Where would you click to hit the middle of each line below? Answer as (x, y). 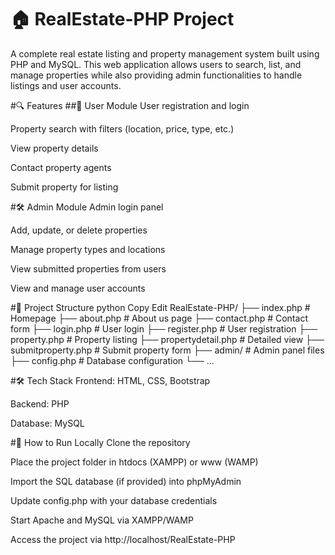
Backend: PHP (40, 403)
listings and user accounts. (66, 85)
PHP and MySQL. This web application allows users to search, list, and (156, 64)
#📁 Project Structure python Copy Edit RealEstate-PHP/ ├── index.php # (160, 307)
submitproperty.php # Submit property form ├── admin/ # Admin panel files (167, 350)
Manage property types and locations (88, 249)
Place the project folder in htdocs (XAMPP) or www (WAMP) (134, 462)
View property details (54, 148)
